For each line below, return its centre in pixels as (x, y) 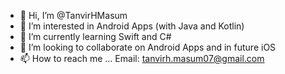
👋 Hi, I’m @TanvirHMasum (73, 15)
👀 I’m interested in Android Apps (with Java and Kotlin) (132, 26)
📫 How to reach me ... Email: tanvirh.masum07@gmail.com (142, 58)
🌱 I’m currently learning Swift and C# (95, 36)
